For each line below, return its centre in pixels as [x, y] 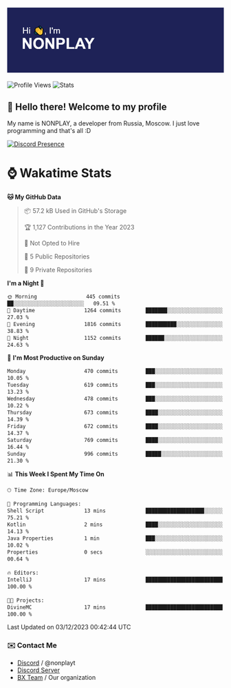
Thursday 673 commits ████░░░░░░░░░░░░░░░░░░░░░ [115, 412]
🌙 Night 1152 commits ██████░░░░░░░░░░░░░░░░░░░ [115, 338]
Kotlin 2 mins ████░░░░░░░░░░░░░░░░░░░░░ [115, 525]
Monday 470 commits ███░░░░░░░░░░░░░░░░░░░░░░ [115, 371]
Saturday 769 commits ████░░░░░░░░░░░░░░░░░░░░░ [115, 440]
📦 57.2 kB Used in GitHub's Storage [75, 210]
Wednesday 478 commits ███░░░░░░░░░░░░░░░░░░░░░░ [115, 398]
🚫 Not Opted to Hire [52, 243]
